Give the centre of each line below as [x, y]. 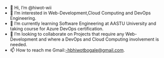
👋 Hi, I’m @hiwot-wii [30, 8]
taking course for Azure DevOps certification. [57, 29]
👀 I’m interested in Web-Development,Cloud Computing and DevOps [80, 13]
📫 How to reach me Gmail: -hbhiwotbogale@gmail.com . [67, 50]
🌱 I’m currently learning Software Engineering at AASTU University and [83, 23]
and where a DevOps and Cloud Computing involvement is [99, 39]
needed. [18, 44]
